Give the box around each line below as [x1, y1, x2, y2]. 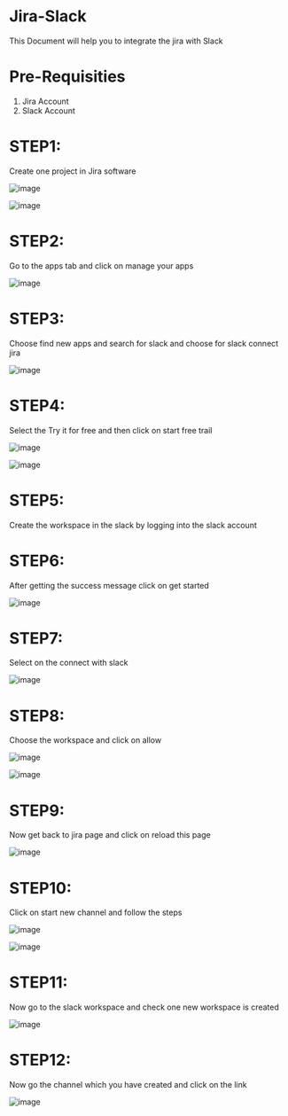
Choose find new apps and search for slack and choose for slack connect [9, 338, 279, 348]
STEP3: [9, 308, 65, 329]
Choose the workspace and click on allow [9, 735, 162, 745]
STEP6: [9, 550, 65, 571]
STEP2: [9, 231, 65, 251]
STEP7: [9, 628, 64, 648]
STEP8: [9, 706, 65, 726]
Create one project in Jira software [9, 166, 136, 176]
